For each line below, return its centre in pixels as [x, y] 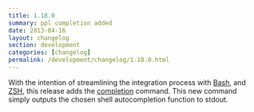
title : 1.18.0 [32, 15]
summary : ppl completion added [60, 23]
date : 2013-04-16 [37, 30]
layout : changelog [39, 38]
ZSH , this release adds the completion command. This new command [123, 91]
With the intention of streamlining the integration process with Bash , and [127, 82]
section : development [44, 45]
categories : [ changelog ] [50, 52]
